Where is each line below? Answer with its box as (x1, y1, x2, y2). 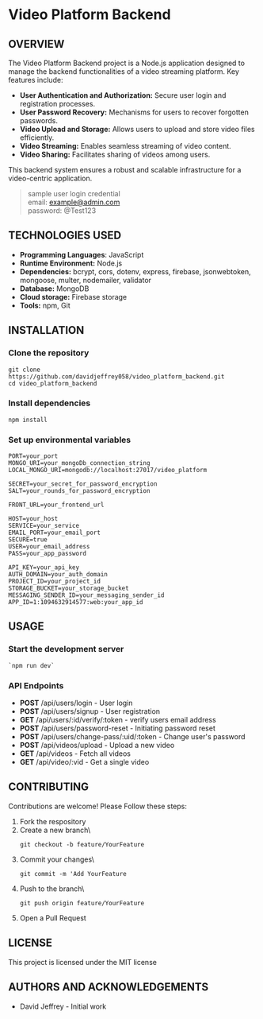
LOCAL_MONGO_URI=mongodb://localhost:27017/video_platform (8, 467, 208, 475)
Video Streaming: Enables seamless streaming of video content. (19, 141, 231, 150)
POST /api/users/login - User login (19, 698, 133, 708)
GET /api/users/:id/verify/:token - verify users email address (19, 715, 216, 725)
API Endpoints (8, 680, 64, 691)
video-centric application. (8, 173, 93, 183)
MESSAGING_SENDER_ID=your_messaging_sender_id (8, 591, 165, 599)
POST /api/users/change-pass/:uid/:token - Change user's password (19, 732, 246, 742)
